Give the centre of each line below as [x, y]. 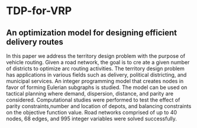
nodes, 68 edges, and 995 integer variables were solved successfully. [92, 119]
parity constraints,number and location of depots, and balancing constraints [99, 106]
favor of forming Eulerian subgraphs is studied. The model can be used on [97, 87]
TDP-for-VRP [39, 11]
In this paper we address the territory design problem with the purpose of [96, 56]
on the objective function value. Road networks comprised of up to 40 [92, 112]
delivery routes [35, 42]
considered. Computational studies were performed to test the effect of [93, 100]
